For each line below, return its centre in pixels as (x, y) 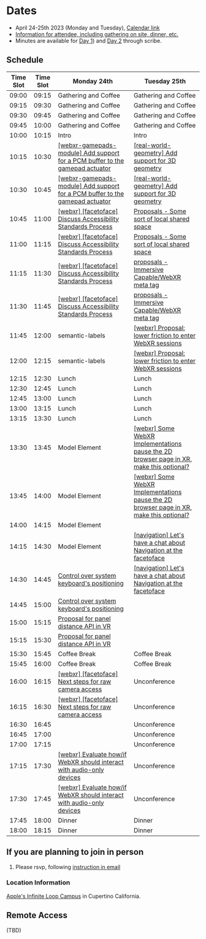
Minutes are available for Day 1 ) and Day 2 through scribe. (89, 41)
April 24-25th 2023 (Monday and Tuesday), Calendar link (88, 28)
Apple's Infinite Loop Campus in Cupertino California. (74, 896)
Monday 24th (93, 81)
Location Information (38, 883)
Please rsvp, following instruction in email (68, 867)
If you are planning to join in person (75, 852)
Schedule (25, 60)
